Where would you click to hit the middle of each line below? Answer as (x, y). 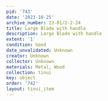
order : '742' (22, 84)
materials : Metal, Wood (36, 67)
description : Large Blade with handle (54, 34)
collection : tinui (29, 72)
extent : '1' (21, 39)
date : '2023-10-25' (30, 17)
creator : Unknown (28, 56)
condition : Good (26, 45)
